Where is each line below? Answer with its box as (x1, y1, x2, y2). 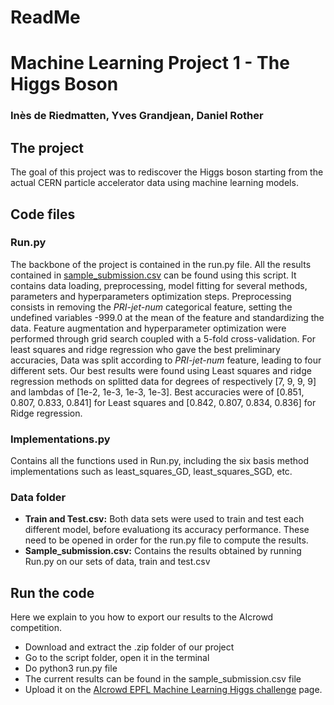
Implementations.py (10, 432, 111, 446)
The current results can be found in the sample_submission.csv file (24, 673, 302, 685)
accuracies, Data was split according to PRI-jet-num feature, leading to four (10, 354, 322, 366)
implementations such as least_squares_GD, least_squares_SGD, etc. (10, 466, 293, 478)
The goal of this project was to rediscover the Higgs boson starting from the (10, 166, 324, 178)
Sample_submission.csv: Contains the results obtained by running (24, 545, 302, 557)
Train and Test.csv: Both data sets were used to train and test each (24, 513, 305, 525)
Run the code (10, 584, 95, 601)
